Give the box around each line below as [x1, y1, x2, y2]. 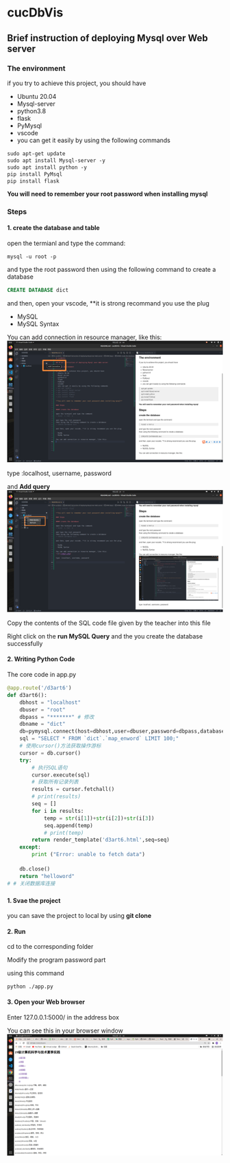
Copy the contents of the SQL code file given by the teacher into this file [7, 619, 211, 627]
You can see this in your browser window [7, 1026, 123, 1035]
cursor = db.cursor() [19, 750, 81, 757]
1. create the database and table [7, 224, 101, 232]
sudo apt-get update [7, 150, 66, 157]
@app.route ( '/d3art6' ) [7, 684, 72, 691]
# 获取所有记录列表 [31, 779, 79, 785]
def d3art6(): [7, 691, 48, 698]
